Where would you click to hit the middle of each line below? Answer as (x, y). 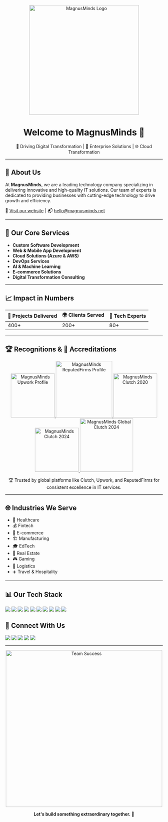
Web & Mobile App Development (47, 250)
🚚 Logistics (24, 566)
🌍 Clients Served (83, 315)
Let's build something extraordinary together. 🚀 (84, 814)
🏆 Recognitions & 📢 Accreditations (61, 349)
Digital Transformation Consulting (48, 277)
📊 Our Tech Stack (34, 595)
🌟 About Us (23, 172)
